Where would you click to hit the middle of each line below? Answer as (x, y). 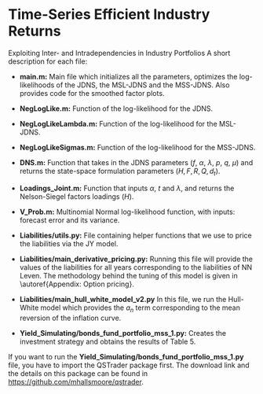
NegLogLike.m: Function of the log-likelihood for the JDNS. (116, 109)
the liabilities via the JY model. (69, 243)
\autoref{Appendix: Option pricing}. (77, 284)
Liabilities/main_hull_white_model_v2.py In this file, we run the (123, 299)
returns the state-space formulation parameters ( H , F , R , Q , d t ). (120, 172)
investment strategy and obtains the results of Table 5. (108, 341)
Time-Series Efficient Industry (109, 15)
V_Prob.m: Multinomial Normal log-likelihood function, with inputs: (127, 212)
